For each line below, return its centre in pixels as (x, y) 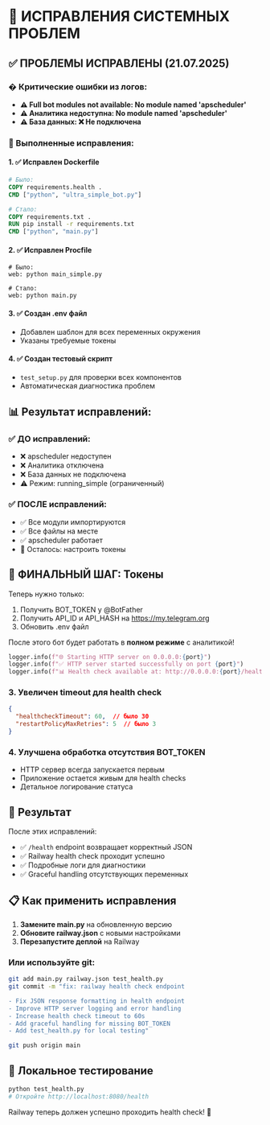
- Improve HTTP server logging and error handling (95, 1008)
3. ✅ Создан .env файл (48, 313)
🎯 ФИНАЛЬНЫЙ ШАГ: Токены (86, 575)
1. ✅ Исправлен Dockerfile (54, 162)
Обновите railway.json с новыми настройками (100, 933)
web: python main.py (43, 296)
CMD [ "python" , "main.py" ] (53, 232)
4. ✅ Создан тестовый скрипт (61, 359)
